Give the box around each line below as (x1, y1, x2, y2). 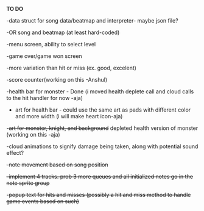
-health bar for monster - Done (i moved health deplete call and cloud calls (6, 88, 194, 95)
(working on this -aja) (6, 131, 60, 138)
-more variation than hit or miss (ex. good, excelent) (6, 64, 137, 71)
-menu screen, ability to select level (6, 41, 96, 48)
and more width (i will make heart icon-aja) (15, 113, 123, 120)
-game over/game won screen (6, 52, 82, 60)
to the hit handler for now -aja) (6, 95, 83, 101)
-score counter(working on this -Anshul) (6, 76, 108, 83)
